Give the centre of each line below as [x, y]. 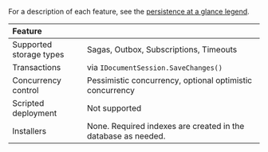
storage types [38, 55]
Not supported [114, 108]
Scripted [28, 103]
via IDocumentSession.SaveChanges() [155, 67]
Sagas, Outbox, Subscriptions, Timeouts [162, 49]
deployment [35, 113]
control [26, 90]
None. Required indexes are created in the [166, 126]
